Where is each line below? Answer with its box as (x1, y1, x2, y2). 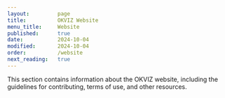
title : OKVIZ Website (7, 17, 99, 24)
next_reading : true (7, 56, 71, 63)
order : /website (7, 50, 83, 57)
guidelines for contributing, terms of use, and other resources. (7, 82, 187, 91)
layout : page (7, 10, 71, 17)
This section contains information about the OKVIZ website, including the (7, 75, 219, 83)
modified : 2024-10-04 (7, 43, 90, 50)
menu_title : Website (7, 23, 80, 30)
